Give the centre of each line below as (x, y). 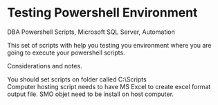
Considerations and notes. (45, 66)
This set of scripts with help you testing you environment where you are (110, 45)
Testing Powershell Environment (102, 13)
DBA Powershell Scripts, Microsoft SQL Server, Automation (91, 32)
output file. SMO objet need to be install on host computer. (91, 94)
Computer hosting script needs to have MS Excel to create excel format (109, 86)
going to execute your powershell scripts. (66, 52)
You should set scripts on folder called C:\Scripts (77, 79)
